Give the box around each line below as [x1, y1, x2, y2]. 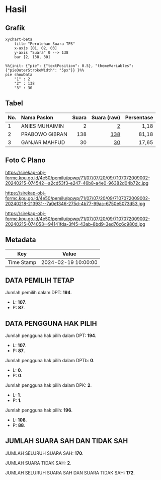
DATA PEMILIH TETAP [5, 276, 74, 285]
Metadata [5, 236, 36, 244]
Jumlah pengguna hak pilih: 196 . [5, 407, 73, 414]
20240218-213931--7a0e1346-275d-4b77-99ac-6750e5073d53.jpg [5, 200, 145, 207]
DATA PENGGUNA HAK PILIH [5, 319, 97, 328]
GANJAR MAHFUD [21, 139, 65, 146]
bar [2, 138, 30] [14, 54, 51, 59]
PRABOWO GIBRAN [21, 130, 67, 138]
